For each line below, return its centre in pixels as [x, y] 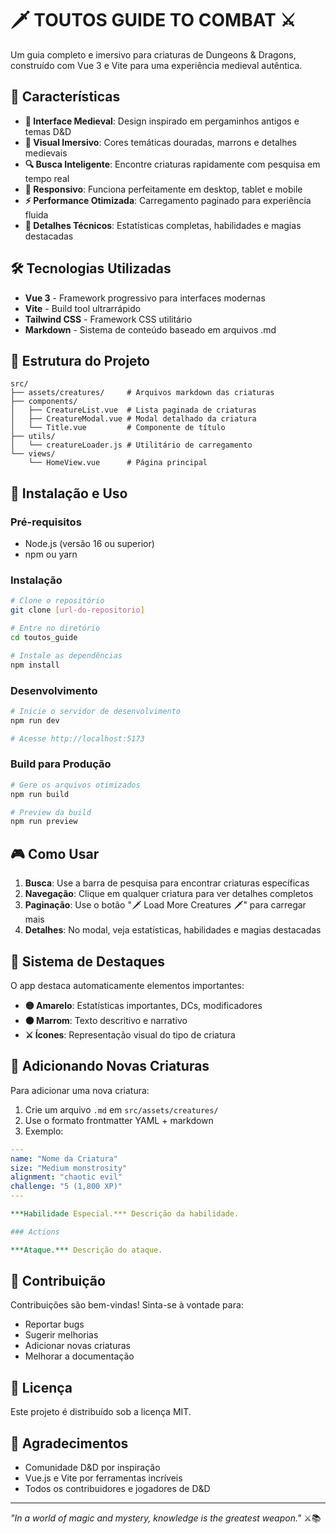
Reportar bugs [54, 1324]
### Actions [35, 1232]
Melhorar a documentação [79, 1356]
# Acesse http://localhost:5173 [77, 738]
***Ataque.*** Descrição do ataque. [86, 1250]
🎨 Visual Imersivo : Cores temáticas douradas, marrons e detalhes [160, 142]
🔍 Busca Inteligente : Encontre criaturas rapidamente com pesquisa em [172, 164]
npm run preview [44, 822]
